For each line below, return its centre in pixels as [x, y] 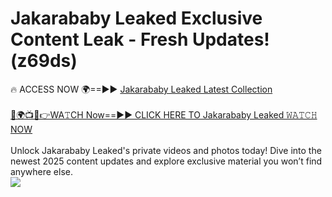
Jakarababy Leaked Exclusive [136, 18]
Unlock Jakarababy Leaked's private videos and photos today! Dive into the [166, 150]
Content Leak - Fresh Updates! [140, 39]
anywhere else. [41, 171]
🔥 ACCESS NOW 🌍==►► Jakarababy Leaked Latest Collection [141, 89]
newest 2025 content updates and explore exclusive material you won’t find [166, 161]
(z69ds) [44, 61]
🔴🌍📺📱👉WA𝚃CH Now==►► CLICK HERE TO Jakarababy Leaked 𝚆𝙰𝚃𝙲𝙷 [164, 114]
